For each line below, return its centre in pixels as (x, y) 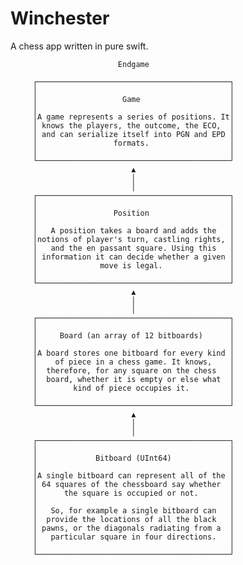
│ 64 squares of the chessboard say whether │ (133, 484)
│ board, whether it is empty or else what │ (133, 379)
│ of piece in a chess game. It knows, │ (133, 362)
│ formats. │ (133, 143)
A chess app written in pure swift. (79, 46)
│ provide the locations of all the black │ (133, 519)
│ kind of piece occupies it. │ (133, 388)
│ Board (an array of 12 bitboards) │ (133, 335)
